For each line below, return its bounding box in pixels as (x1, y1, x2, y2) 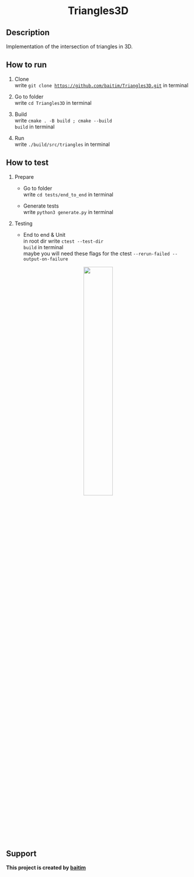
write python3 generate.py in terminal (23, 208, 114, 215)
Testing (14, 220, 33, 227)
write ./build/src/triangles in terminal (14, 141, 110, 148)
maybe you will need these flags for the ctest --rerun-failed (23, 250, 170, 257)
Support (6, 849, 37, 859)
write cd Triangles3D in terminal (14, 99, 92, 106)
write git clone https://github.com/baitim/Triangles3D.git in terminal (14, 81, 189, 89)
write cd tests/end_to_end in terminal (23, 191, 114, 198)
